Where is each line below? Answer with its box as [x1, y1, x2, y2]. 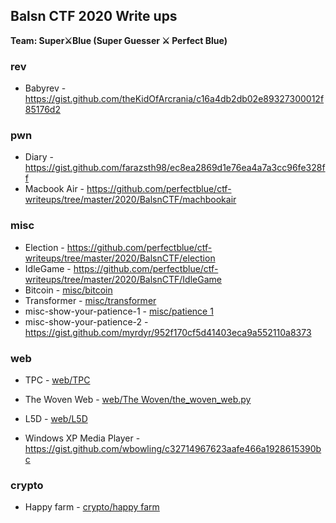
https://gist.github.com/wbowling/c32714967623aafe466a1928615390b [24, 443, 322, 454]
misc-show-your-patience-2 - [24, 315, 149, 328]
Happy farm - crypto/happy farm [24, 501, 160, 513]
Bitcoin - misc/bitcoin [24, 284, 113, 296]
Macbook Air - [24, 183, 85, 195]
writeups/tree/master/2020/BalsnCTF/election [24, 252, 216, 264]
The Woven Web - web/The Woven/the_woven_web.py [24, 394, 252, 405]
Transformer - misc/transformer [24, 294, 157, 306]
